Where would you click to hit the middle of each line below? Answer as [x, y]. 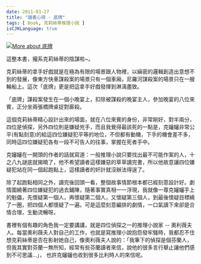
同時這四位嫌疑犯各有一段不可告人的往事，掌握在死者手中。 [80, 142]
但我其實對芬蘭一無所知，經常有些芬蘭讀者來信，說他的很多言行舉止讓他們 [98, 248]
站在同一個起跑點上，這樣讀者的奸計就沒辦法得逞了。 [82, 170]
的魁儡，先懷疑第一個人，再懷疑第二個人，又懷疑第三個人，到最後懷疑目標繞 [100, 198]
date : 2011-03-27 [28, 12]
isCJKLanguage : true [32, 28]
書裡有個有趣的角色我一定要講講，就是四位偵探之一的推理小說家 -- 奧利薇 [97, 225]
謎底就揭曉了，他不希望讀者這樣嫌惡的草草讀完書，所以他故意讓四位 [106, 162]
